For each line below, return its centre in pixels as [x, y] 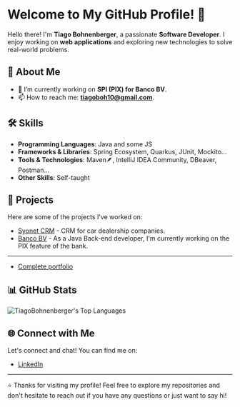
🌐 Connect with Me [51, 333]
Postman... [34, 170]
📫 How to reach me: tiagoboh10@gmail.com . [86, 97]
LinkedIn [30, 364]
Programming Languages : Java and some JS [85, 144]
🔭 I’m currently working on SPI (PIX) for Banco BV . [92, 89]
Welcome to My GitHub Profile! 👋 [106, 15]
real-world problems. [38, 49]
